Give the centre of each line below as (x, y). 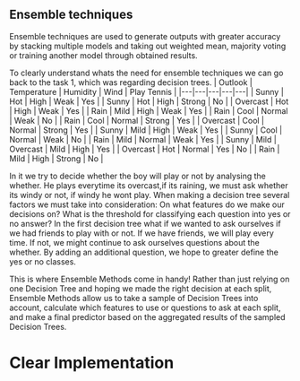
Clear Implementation (92, 363)
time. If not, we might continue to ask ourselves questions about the (134, 242)
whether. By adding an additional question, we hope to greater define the (144, 252)
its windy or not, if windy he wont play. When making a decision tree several (150, 195)
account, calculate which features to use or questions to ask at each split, (145, 307)
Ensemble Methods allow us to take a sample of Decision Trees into (134, 298)
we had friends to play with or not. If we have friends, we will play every (142, 233)
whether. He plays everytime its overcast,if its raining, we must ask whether (149, 185)
